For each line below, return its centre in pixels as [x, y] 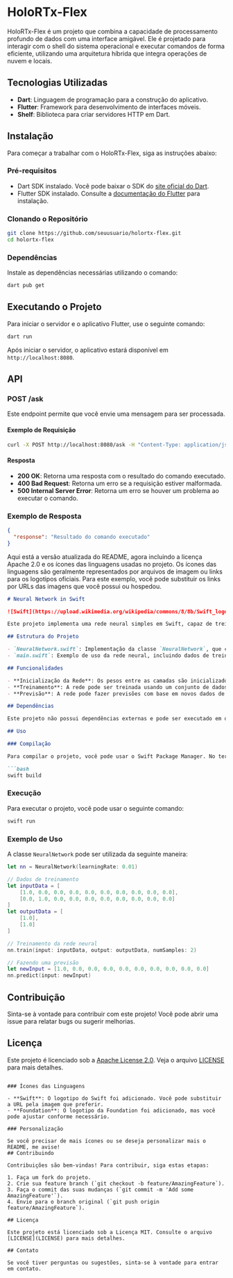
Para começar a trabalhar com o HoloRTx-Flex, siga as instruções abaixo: [112, 153]
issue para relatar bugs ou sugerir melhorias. [71, 1021]
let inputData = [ [34, 886]
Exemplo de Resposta [44, 516]
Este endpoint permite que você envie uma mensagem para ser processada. [116, 414]
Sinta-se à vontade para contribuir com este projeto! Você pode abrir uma [113, 1014]
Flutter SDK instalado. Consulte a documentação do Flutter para [109, 193]
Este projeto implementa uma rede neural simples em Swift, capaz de [110, 624]
